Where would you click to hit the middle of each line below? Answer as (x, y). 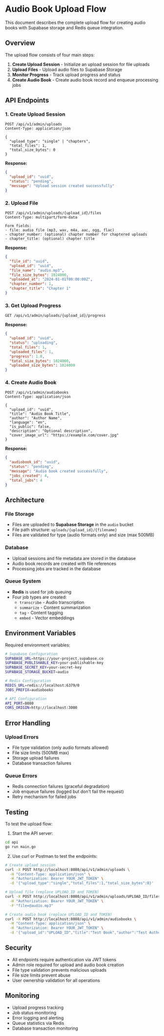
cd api (12, 842)
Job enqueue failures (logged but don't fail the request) (68, 791)
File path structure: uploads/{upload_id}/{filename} (64, 530)
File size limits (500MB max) (41, 752)
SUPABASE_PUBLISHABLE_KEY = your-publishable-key (54, 663)
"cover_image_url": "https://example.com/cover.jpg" (64, 435)
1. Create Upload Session (35, 114)
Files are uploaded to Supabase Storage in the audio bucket (73, 525)
